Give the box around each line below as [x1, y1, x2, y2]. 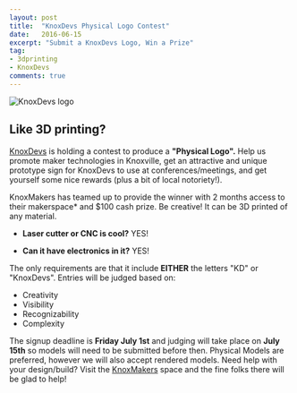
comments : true [9, 72, 66, 81]
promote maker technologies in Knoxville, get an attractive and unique [9, 155, 267, 166]
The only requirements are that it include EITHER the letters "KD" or [9, 262, 259, 273]
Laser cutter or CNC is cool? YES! [21, 227, 149, 238]
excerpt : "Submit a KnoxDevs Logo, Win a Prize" [9, 38, 194, 47]
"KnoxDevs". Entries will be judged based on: [9, 272, 176, 283]
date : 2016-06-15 [9, 30, 82, 38]
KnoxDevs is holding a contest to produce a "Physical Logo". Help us [9, 145, 267, 157]
